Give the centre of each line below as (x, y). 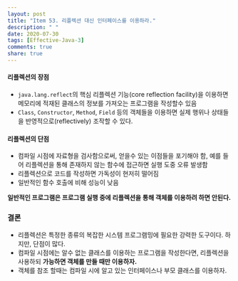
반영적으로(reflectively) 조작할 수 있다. (79, 121)
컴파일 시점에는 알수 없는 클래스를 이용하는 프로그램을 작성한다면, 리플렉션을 (123, 253)
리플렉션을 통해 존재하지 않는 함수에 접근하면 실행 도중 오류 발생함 (117, 165)
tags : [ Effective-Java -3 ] (46, 41)
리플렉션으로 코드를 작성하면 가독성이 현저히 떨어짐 (88, 174)
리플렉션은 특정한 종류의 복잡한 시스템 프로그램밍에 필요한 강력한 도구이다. (120, 235)
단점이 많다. (49, 243)
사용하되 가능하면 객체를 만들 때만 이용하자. (77, 261)
